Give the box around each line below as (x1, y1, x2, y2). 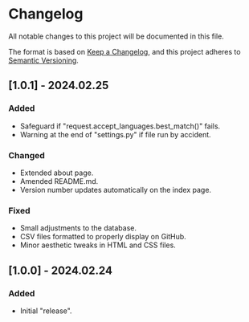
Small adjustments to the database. (19, 223, 137, 233)
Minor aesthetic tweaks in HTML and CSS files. (19, 240, 177, 250)
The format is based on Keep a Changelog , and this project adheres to (8, 47, 241, 56)
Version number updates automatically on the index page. (19, 185, 211, 194)
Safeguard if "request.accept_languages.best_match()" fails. (19, 121, 221, 131)
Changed (8, 149, 46, 161)
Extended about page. (19, 168, 94, 177)
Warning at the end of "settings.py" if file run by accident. (19, 129, 211, 139)
